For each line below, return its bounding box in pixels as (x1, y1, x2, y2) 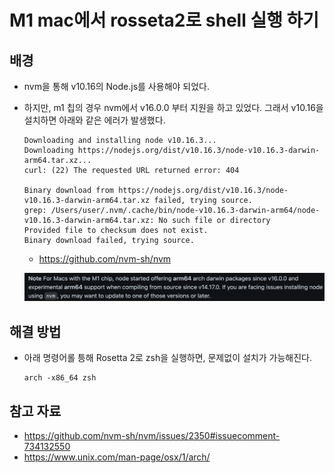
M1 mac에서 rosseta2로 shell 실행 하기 (9, 9, 320, 32)
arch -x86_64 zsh (23, 373, 97, 383)
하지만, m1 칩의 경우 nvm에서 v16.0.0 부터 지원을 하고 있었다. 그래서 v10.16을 (23, 102, 324, 113)
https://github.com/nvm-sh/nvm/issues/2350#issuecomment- (23, 430, 281, 442)
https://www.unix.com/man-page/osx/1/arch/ (23, 451, 211, 463)
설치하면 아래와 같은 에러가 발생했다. (23, 114, 166, 126)
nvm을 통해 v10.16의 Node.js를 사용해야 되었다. (23, 81, 211, 92)
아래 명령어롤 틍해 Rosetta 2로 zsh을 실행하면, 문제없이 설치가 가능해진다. (23, 352, 312, 364)
